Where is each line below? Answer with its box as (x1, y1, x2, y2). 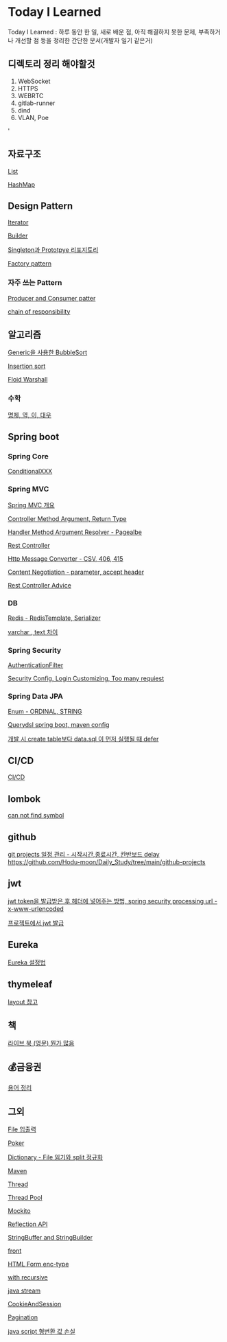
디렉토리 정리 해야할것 (8, 58, 95, 70)
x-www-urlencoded (8, 904, 64, 913)
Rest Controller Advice (8, 581, 71, 589)
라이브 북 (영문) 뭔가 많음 (8, 1039, 75, 1048)
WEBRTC (17, 91, 44, 100)
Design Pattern (8, 200, 73, 211)
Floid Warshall (8, 375, 48, 384)
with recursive (8, 1273, 48, 1281)
